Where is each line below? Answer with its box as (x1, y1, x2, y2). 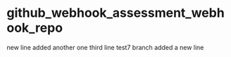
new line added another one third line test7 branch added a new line (6, 43, 204, 51)
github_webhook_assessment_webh (6, 5, 225, 21)
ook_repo (6, 20, 63, 36)
